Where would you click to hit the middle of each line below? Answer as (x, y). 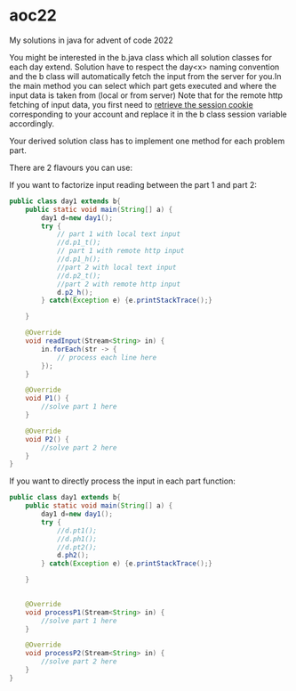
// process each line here (107, 357)
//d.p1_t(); (79, 243)
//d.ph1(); (77, 539)
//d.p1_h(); (79, 259)
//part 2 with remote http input (118, 284)
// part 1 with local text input (118, 234)
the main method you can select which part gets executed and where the (143, 85)
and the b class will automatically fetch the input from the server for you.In (145, 76)
